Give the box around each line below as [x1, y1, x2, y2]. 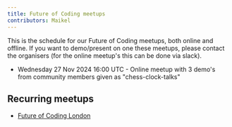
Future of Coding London [17, 111, 91, 120]
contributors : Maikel [7, 17, 71, 24]
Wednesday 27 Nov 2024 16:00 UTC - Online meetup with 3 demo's [17, 65, 216, 73]
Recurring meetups [7, 92, 94, 104]
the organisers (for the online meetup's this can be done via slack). [7, 51, 202, 60]
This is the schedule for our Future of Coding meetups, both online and [7, 36, 214, 44]
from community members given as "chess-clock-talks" [17, 72, 181, 81]
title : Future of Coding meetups [7, 10, 106, 18]
